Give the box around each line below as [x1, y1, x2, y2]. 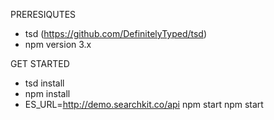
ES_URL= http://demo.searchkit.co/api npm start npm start [24, 99, 264, 110]
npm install [24, 88, 71, 99]
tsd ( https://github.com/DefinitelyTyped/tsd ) [24, 28, 208, 39]
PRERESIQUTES [10, 9, 77, 20]
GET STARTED [10, 58, 70, 69]
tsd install [24, 77, 65, 89]
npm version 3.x [24, 39, 92, 50]
